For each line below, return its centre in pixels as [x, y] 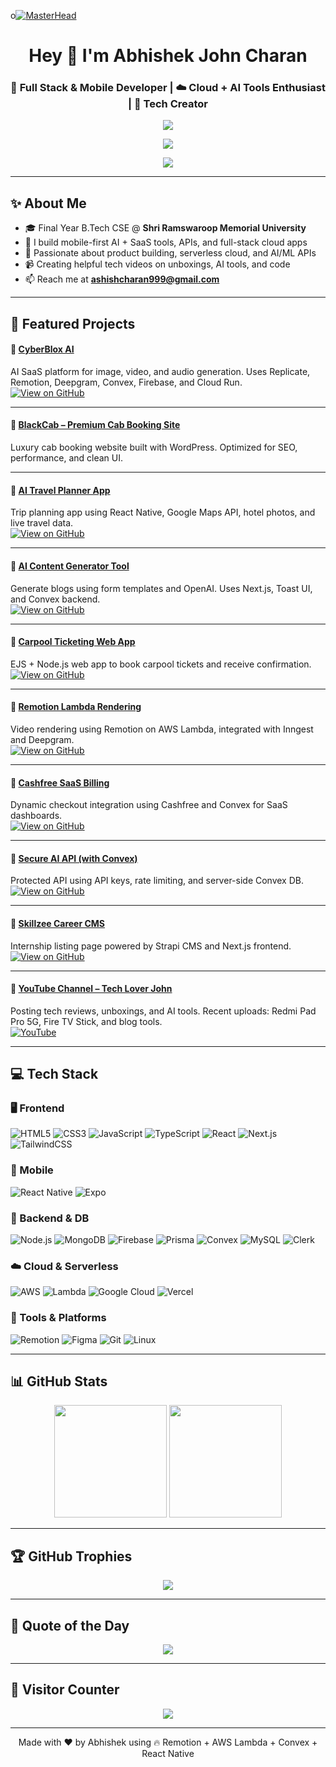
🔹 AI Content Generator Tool [70, 566]
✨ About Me [48, 203]
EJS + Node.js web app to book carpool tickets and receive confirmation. [161, 664]
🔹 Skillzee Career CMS [58, 923]
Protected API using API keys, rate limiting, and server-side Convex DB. [157, 881]
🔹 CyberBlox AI [42, 349]
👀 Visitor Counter [65, 1690]
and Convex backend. [55, 599]
